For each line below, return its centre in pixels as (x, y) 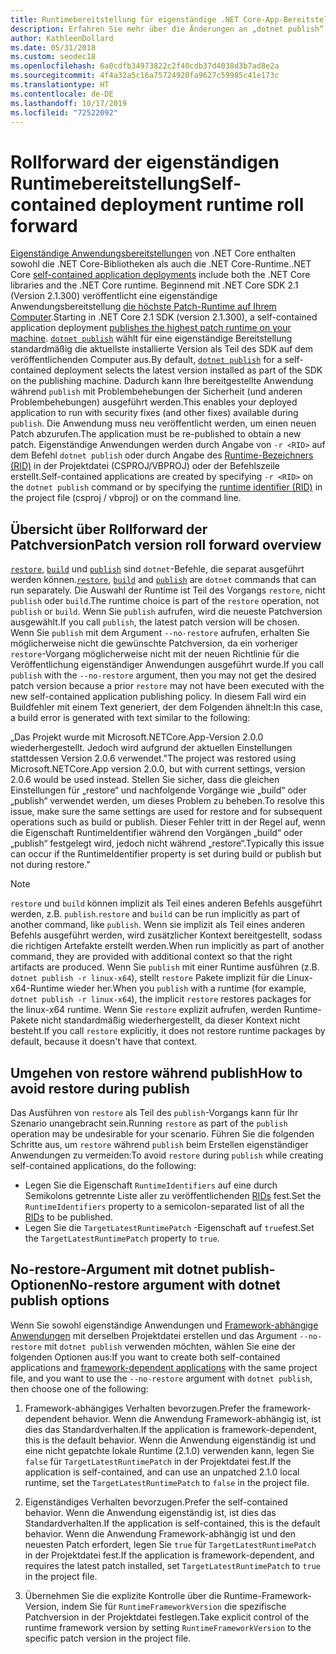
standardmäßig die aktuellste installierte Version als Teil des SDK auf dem (162, 349)
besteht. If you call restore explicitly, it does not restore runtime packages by (168, 1031)
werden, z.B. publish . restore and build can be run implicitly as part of (155, 914)
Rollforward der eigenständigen (145, 162)
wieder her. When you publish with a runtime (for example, (186, 988)
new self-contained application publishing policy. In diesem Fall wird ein (158, 697)
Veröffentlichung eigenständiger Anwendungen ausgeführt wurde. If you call (167, 665)
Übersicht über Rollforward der (109, 529)
